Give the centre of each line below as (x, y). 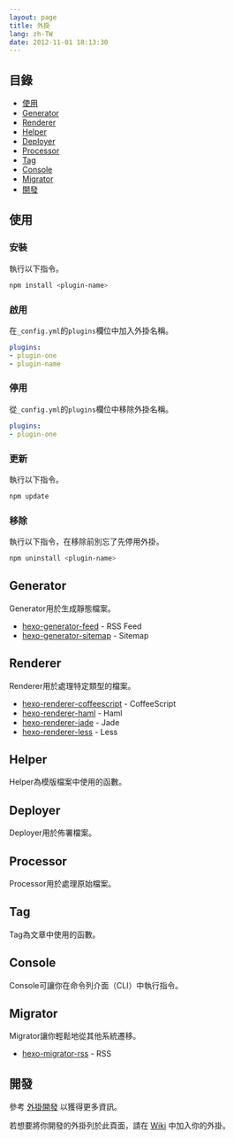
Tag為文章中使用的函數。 (55, 934)
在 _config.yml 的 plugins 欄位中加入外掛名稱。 (91, 330)
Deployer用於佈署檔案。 (53, 833)
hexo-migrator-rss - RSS (67, 1054)
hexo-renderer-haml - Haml (72, 713)
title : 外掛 (30, 26)
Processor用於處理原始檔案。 (63, 883)
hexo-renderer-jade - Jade (71, 722)
